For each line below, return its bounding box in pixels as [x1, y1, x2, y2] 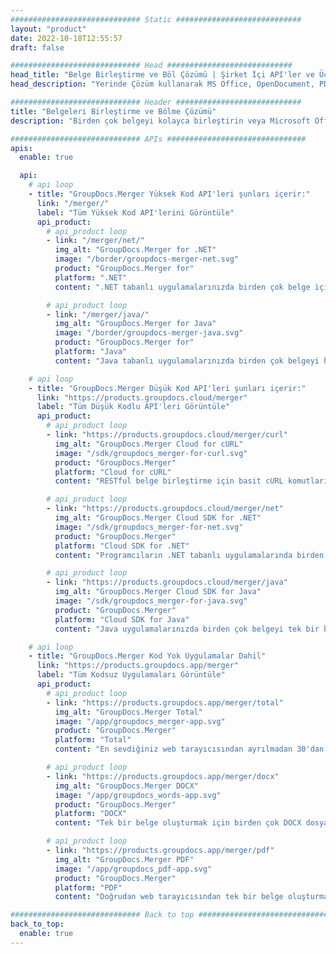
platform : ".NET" [54, 272, 128, 283]
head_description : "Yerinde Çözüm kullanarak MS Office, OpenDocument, [10, 79, 315, 90]
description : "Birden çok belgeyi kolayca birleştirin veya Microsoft [10, 116, 311, 126]
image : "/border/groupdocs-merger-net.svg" [54, 254, 240, 265]
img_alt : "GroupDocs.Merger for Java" [54, 319, 217, 329]
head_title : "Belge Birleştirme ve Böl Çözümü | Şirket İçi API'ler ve [10, 70, 315, 80]
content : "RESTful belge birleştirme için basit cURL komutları [54, 476, 329, 486]
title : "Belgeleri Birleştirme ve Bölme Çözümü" [10, 106, 217, 116]
